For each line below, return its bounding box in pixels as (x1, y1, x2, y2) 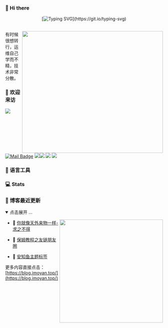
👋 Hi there (5, 4, 30, 11)
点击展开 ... (9, 209, 32, 215)
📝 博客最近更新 (5, 197, 41, 204)
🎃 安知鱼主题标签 (12, 253, 47, 259)
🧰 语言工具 (5, 167, 31, 174)
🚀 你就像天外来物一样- (12, 220, 58, 226)
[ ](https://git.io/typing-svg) (41, 16, 126, 22)
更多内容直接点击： (5, 264, 45, 270)
